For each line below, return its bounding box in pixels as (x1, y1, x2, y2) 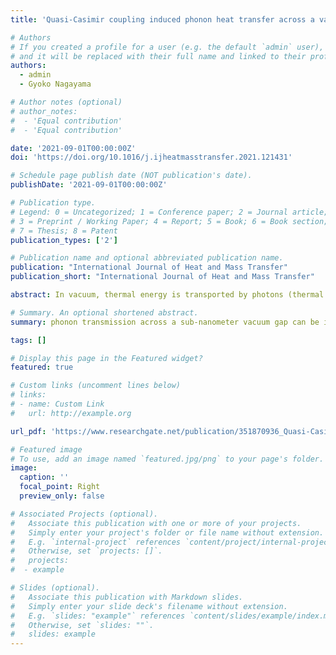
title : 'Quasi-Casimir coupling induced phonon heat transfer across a (10, 14, 315, 25)
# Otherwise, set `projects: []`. (10, 546, 163, 556)
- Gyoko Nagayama (19, 79, 92, 90)
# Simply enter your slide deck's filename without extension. (10, 601, 288, 611)
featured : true (10, 362, 74, 373)
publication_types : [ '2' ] (10, 235, 118, 245)
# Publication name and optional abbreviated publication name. (10, 253, 284, 263)
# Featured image (10, 444, 83, 455)
